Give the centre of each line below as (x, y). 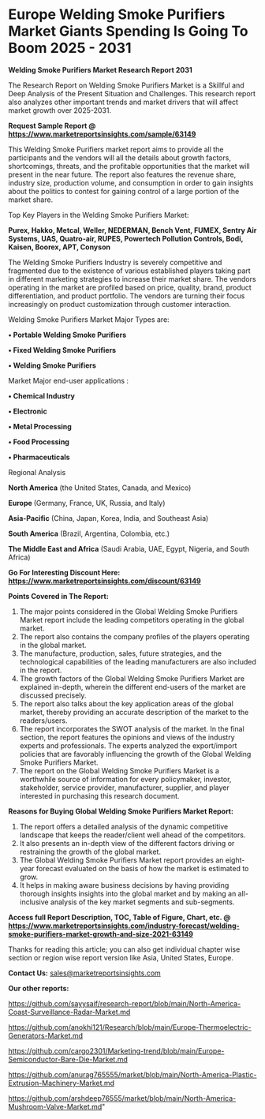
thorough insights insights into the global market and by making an (128, 893)
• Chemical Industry (42, 395)
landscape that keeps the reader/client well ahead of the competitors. (132, 835)
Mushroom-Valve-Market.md (55, 1106)
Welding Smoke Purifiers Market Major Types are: (89, 319)
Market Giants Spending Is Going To (128, 31)
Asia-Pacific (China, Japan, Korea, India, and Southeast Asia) (108, 518)
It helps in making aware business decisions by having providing (124, 885)
